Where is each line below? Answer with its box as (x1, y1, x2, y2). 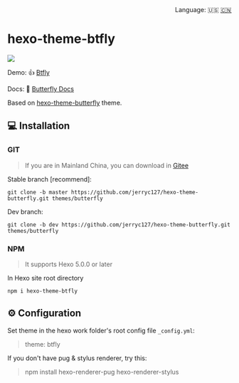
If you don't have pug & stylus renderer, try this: (7, 354, 147, 362)
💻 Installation (7, 120, 70, 132)
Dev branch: (7, 207, 44, 216)
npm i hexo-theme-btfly (7, 287, 78, 295)
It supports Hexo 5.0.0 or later (24, 260, 112, 268)
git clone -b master (7, 189, 69, 196)
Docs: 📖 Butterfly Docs (7, 84, 75, 93)
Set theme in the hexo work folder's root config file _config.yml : (7, 326, 196, 335)
